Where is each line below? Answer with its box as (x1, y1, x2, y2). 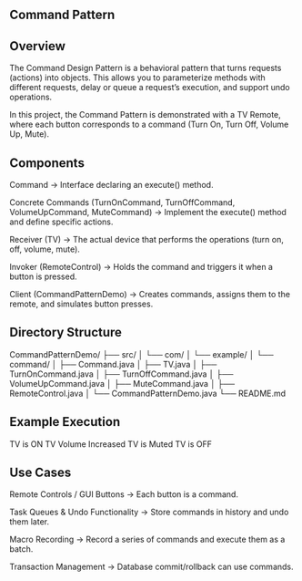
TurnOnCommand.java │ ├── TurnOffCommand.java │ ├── (9, 368, 234, 379)
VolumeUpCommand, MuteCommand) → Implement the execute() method (9, 207, 287, 218)
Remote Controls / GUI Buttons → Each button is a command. (9, 489, 239, 500)
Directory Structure (9, 325, 123, 340)
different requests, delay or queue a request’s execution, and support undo (9, 82, 290, 93)
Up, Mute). (9, 129, 50, 140)
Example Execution (9, 414, 121, 430)
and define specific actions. (9, 216, 114, 227)
